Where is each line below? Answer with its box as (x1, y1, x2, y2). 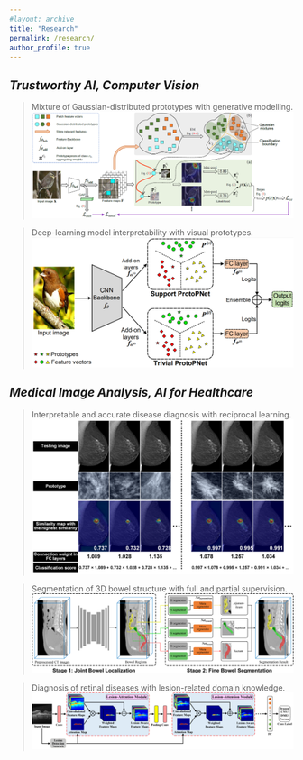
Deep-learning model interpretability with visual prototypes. (31, 227, 254, 238)
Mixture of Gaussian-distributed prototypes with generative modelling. (31, 102, 293, 113)
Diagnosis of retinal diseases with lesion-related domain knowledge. (31, 682, 286, 693)
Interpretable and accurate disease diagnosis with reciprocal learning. (31, 408, 292, 419)
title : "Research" (9, 23, 78, 33)
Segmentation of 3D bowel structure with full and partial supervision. (31, 583, 288, 594)
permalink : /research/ (9, 33, 95, 42)
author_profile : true (9, 43, 91, 52)
